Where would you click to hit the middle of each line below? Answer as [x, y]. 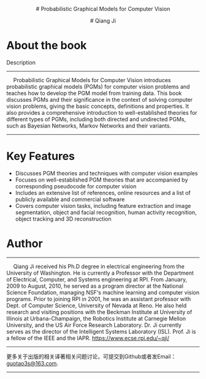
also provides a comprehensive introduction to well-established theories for [102, 112]
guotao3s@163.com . [32, 363]
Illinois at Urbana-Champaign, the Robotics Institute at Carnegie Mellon [96, 318]
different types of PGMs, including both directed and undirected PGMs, [96, 119]
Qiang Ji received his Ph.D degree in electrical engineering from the [99, 266]
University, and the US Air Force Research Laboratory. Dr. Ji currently [94, 325]
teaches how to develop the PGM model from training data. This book [94, 93]
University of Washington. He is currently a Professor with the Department [100, 273]
